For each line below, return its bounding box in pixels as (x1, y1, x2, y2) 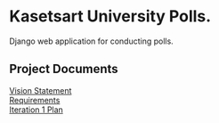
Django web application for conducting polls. (9, 36, 174, 46)
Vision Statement (9, 85, 72, 95)
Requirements (9, 94, 61, 105)
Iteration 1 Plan (9, 104, 64, 115)
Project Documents (9, 61, 118, 77)
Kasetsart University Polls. (9, 6, 212, 27)
